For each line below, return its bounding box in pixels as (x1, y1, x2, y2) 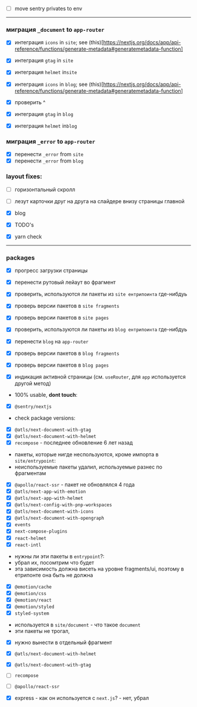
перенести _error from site (14, 151, 84, 158)
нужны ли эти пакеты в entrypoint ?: (14, 553, 104, 560)
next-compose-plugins (14, 529, 67, 535)
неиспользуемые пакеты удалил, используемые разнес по (14, 463, 162, 470)
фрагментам (14, 470, 46, 476)
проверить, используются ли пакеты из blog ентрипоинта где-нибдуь (14, 326, 188, 333)
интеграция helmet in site (14, 69, 77, 76)
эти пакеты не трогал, (14, 627, 70, 635)
